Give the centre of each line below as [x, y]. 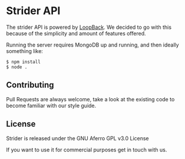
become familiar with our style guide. [51, 105]
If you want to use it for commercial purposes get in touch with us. [87, 150]
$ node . [17, 67]
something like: [24, 51]
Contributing [30, 85]
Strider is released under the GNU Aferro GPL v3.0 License [77, 138]
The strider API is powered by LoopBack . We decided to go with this [89, 27]
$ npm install [24, 62]
